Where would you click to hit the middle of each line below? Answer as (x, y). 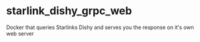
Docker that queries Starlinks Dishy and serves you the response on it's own (100, 27)
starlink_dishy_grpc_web (69, 11)
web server (20, 33)
